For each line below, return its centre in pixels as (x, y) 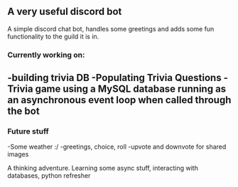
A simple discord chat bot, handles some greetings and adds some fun (111, 28)
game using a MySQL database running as (131, 89)
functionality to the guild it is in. (53, 36)
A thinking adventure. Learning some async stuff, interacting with (103, 168)
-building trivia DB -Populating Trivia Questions (114, 78)
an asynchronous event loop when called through (119, 100)
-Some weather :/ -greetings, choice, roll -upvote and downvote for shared (117, 147)
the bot (24, 111)
